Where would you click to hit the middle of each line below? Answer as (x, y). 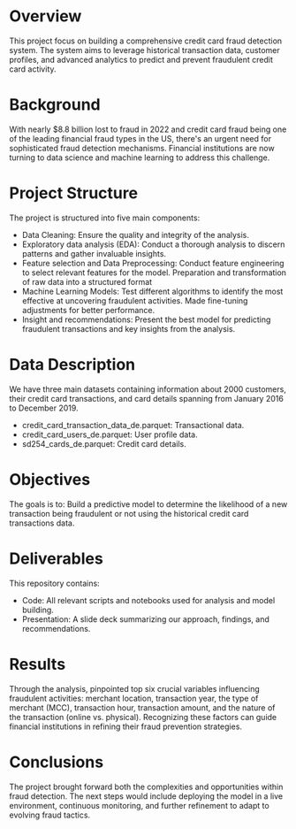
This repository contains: (54, 583)
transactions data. (42, 523)
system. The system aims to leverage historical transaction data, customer (144, 50)
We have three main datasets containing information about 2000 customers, (148, 389)
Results (38, 664)
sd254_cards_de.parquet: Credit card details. (104, 443)
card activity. (33, 69)
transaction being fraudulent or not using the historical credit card (129, 513)
